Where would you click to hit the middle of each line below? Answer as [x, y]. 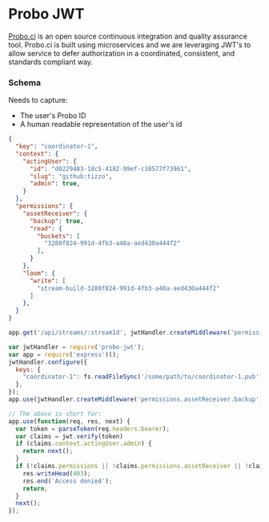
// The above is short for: [55, 414]
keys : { [28, 369]
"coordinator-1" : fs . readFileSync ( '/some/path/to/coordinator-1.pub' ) [143, 377]
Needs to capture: [38, 100]
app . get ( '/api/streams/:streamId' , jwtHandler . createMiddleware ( [119, 333]
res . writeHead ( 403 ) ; [57, 473]
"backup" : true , [56, 221]
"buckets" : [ [59, 236]
